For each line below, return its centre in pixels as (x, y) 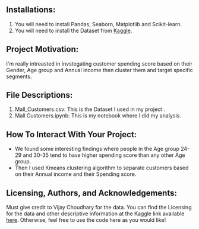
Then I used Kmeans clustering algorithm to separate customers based (102, 168)
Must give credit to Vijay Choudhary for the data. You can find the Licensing (99, 208)
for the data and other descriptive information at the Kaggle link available (95, 213)
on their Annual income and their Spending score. (75, 174)
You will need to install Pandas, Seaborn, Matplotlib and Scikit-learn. (98, 24)
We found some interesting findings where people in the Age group (97, 149)
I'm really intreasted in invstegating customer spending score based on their (99, 64)
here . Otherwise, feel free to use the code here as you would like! (86, 220)
